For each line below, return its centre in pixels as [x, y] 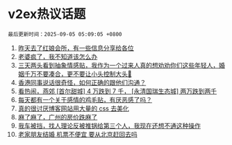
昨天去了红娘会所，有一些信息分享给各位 [76, 48]
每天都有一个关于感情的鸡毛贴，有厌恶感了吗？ [85, 99]
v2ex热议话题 [47, 14]
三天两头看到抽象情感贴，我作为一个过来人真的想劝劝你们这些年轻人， [118, 65]
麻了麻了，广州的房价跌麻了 [58, 117]
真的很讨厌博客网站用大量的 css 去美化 [73, 108]
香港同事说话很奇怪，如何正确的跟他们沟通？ [82, 82]
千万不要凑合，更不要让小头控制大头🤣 [78, 74]
